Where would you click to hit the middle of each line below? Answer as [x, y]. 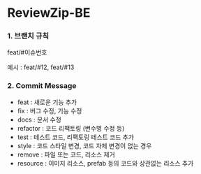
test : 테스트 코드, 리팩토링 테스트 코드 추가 [76, 137]
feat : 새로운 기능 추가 [47, 102]
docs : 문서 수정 [39, 119]
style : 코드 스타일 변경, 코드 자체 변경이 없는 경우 [84, 145]
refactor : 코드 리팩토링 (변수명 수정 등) [71, 128]
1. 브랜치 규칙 [28, 36]
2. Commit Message [42, 86]
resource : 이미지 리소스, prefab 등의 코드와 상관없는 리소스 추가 [105, 163]
